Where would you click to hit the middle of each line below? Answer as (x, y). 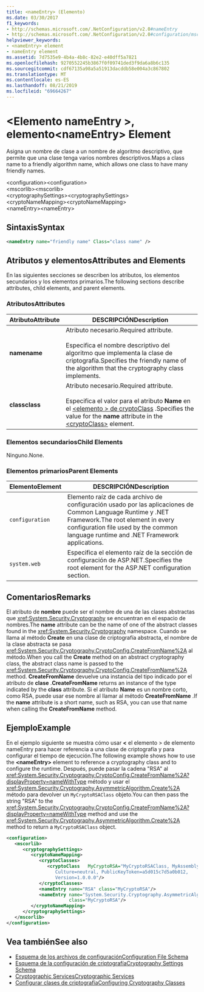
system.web (25, 564)
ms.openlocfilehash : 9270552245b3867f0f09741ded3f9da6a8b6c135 (88, 63)
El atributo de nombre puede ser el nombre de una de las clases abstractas (101, 612)
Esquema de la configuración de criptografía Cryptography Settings (99, 963)
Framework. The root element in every (121, 520)
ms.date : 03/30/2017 (32, 18)
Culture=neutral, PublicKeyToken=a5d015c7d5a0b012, (122, 872)
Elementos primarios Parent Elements (62, 471)
